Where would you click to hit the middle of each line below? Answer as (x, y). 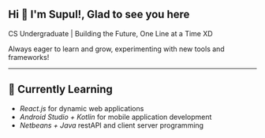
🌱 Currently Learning (60, 90)
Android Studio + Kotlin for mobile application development (116, 117)
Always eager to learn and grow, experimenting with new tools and (116, 49)
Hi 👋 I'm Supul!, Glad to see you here (99, 15)
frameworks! (29, 57)
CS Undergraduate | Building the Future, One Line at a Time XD (110, 33)
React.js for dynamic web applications (82, 108)
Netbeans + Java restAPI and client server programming (111, 125)
